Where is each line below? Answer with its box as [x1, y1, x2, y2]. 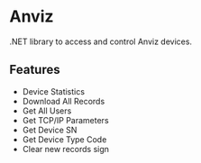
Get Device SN [22, 124, 78, 135]
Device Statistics [22, 86, 86, 96]
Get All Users [22, 105, 72, 116]
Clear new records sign [22, 143, 110, 154]
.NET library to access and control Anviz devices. [9, 36, 192, 47]
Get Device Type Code [22, 133, 107, 145]
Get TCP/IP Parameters [22, 114, 110, 125]
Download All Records [22, 95, 105, 106]
